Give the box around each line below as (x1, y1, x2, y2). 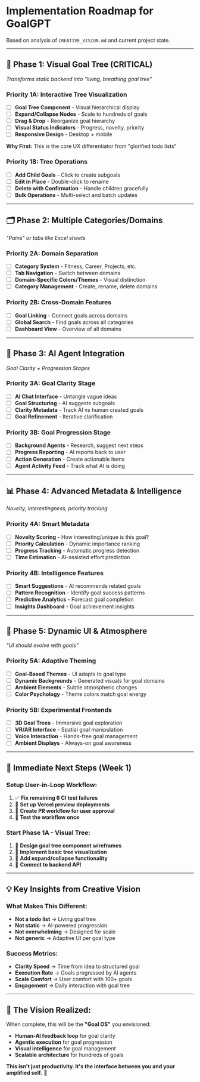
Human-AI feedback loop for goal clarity (14, 1032, 116, 1040)
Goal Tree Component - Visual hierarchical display (14, 104, 140, 111)
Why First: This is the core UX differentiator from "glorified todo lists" (6, 143, 177, 150)
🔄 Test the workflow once (14, 813, 80, 821)
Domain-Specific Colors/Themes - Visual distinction (14, 276, 146, 283)
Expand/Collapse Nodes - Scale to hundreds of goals (14, 110, 148, 118)
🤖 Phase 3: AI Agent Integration (6, 349, 125, 359)
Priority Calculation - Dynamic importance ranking (14, 540, 140, 547)
